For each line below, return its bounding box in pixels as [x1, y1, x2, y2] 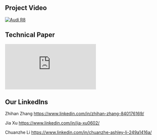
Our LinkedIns [5, 98, 48, 106]
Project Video [5, 4, 47, 12]
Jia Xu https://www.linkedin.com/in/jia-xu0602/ [5, 120, 100, 126]
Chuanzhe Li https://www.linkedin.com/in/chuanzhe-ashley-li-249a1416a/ [5, 129, 152, 135]
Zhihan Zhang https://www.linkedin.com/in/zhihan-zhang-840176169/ [5, 111, 144, 117]
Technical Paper [5, 31, 55, 39]
